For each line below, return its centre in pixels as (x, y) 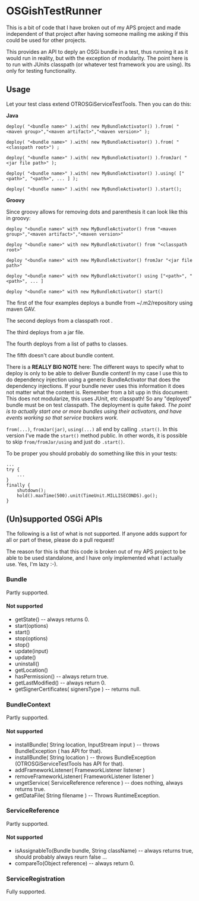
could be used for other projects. (47, 40)
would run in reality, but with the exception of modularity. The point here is (97, 58)
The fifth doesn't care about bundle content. (60, 355)
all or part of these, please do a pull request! (60, 540)
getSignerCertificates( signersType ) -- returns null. (78, 689)
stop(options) (31, 638)
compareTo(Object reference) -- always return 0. (75, 863)
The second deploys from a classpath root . (59, 320)
